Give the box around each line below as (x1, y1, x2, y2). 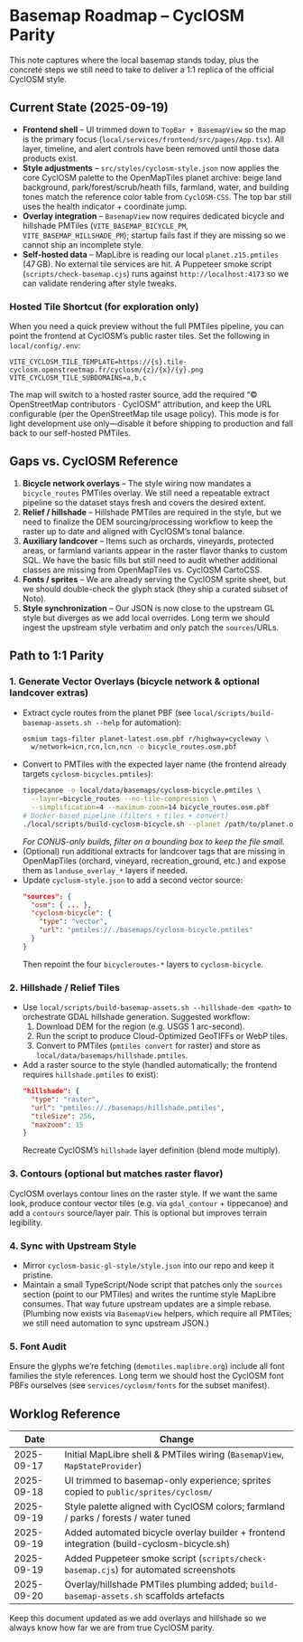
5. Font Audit (9, 1340, 67, 1353)
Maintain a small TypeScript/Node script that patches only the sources (22, 1279, 283, 1289)
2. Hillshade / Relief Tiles (9, 981, 120, 994)
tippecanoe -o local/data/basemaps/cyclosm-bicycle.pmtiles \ (22, 786, 262, 796)
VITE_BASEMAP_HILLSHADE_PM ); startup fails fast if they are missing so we (22, 230, 287, 241)
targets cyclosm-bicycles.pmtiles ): (22, 769, 153, 779)
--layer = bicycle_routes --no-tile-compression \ (31, 795, 217, 804)
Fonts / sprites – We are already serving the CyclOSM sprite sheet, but (22, 573, 287, 584)
